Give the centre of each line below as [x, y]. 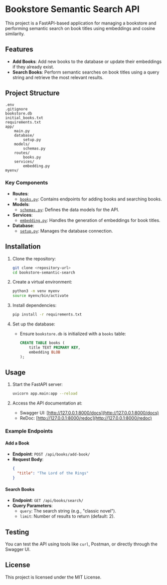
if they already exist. [33, 66]
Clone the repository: [34, 258]
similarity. [15, 33]
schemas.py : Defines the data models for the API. [70, 209]
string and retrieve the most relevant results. [58, 77]
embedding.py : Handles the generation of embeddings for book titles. [90, 220]
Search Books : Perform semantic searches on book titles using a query [86, 72]
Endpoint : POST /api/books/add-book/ [51, 454]
